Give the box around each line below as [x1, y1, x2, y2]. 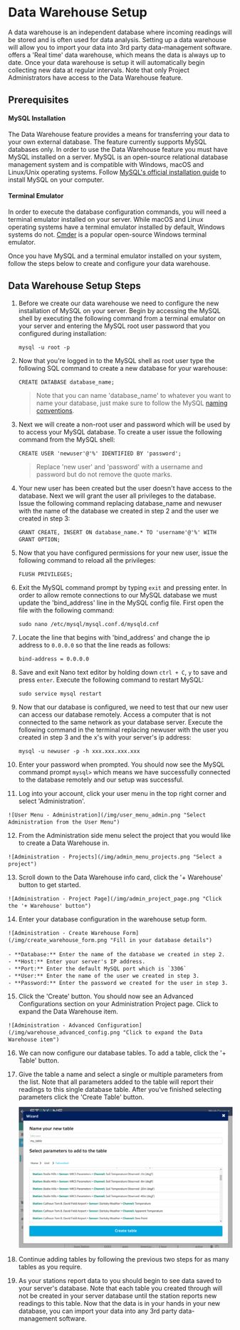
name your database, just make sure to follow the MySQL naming [36, 399, 228, 407]
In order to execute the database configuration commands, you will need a [8, 208, 226, 216]
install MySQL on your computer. [8, 175, 105, 184]
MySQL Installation [8, 113, 66, 122]
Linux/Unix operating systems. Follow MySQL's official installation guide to [8, 168, 226, 176]
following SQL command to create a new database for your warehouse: [18, 364, 228, 372]
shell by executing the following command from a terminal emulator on [18, 314, 226, 322]
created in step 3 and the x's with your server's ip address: [18, 732, 192, 742]
